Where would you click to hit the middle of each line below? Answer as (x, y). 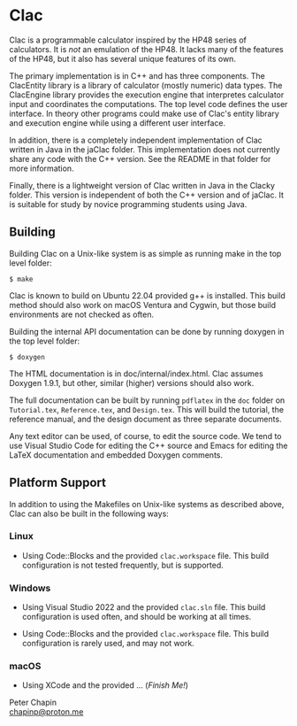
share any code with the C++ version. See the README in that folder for (140, 158)
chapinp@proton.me (46, 712)
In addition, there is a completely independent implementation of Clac (136, 140)
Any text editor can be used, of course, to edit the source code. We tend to (145, 436)
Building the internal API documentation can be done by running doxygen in (147, 331)
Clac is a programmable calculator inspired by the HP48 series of (128, 40)
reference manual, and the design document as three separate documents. (145, 419)
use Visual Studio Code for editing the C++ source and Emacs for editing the (149, 445)
